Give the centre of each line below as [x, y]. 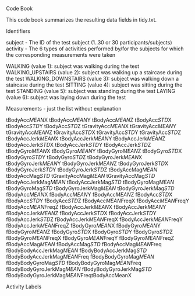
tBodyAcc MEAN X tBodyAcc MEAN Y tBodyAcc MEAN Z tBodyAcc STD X [89, 120]
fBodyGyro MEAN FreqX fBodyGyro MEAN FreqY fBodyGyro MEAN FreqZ [90, 238]
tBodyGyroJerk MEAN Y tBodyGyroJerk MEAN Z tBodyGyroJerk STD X [87, 164]
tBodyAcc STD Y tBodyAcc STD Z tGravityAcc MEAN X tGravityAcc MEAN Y [91, 126]
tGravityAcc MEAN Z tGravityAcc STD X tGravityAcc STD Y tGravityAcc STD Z [94, 132]
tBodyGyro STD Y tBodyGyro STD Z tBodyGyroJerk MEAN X [74, 157]
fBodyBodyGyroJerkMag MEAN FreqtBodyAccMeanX [69, 275]
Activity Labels [24, 287]
